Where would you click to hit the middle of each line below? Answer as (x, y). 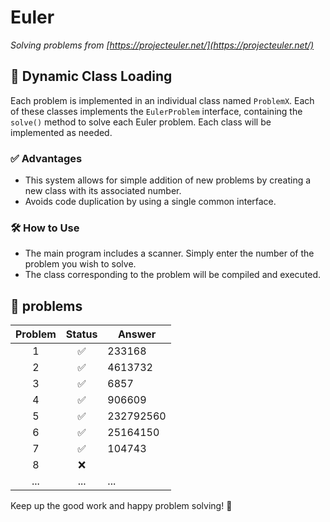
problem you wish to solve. (80, 264)
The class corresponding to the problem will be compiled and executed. (173, 275)
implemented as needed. (61, 132)
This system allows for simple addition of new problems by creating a (168, 180)
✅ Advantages (46, 158)
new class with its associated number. (103, 191)
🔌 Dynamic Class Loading (91, 76)
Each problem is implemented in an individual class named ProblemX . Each (162, 100)
